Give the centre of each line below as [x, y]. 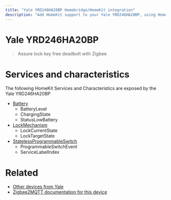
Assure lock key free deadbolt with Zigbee [62, 54]
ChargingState [35, 114]
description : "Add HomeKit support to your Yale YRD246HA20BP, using [81, 15]
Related [22, 173]
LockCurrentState [39, 130]
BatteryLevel [34, 109]
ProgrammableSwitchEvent [49, 147]
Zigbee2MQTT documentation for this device [60, 192]
